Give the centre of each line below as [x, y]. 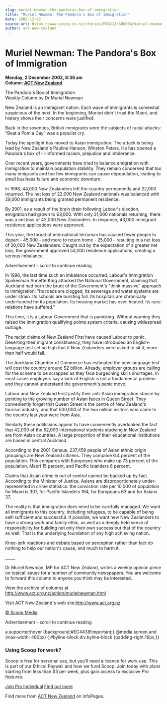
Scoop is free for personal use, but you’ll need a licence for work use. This [82, 661]
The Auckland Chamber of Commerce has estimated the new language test [82, 363]
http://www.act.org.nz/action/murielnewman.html [56, 593]
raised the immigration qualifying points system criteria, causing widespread [83, 322]
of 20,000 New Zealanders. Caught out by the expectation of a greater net [81, 245]
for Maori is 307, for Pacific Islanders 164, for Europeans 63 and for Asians [81, 492]
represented [18, 486]
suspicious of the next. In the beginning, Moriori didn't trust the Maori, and [81, 113]
